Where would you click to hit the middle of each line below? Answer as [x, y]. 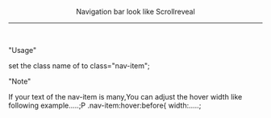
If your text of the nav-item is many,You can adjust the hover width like [125, 97]
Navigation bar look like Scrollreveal [135, 12]
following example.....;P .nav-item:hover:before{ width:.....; [105, 105]
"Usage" [23, 50]
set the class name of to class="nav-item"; [79, 66]
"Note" [20, 81]
